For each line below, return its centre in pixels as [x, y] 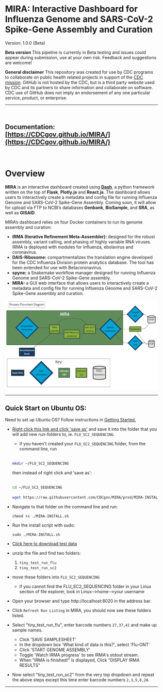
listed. [18, 616]
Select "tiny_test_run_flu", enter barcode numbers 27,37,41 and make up [84, 625]
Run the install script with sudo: [43, 525]
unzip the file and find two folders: [46, 553]
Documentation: [30, 127]
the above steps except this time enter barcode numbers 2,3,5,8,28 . [81, 680]
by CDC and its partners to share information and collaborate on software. [79, 87]
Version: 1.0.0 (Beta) [25, 43]
